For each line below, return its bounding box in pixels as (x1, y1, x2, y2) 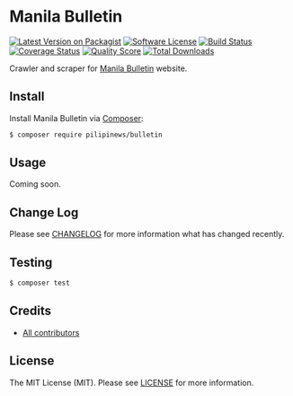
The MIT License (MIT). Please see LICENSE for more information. (9, 377, 254, 388)
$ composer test (9, 278, 70, 288)
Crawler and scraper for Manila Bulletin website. (9, 63, 188, 74)
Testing (9, 254, 53, 270)
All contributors (22, 327, 80, 338)
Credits (9, 304, 52, 319)
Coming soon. (9, 179, 61, 189)
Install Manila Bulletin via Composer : (9, 112, 144, 123)
